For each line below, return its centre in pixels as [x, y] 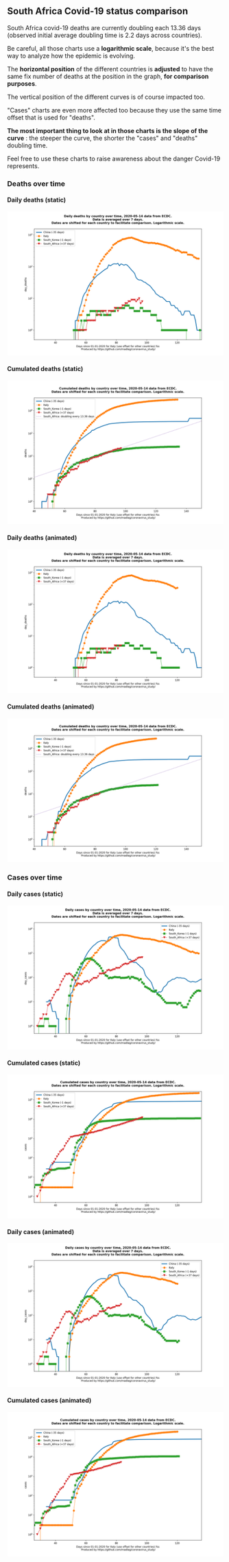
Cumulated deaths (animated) [51, 707]
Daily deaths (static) [37, 200]
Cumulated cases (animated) [49, 1400]
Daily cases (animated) [41, 1231]
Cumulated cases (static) [44, 1063]
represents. [23, 166]
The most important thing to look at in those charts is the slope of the [108, 130]
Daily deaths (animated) [42, 538]
